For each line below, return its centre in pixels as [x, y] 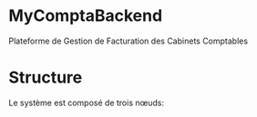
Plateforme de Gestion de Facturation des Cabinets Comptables [128, 41]
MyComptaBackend [86, 16]
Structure [46, 78]
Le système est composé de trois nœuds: [87, 102]
